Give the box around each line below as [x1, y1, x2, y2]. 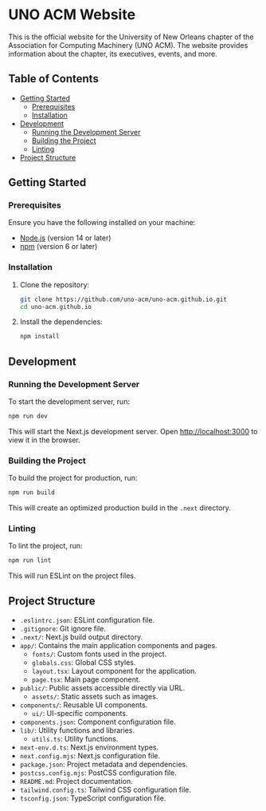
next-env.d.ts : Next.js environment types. [19, 742, 159, 752]
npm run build [8, 489, 56, 496]
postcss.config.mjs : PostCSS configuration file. [19, 768, 177, 777]
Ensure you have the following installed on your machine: [8, 218, 196, 227]
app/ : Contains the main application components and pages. [19, 641, 217, 651]
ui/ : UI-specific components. [31, 709, 128, 718]
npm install [19, 333, 60, 341]
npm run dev [8, 413, 48, 421]
